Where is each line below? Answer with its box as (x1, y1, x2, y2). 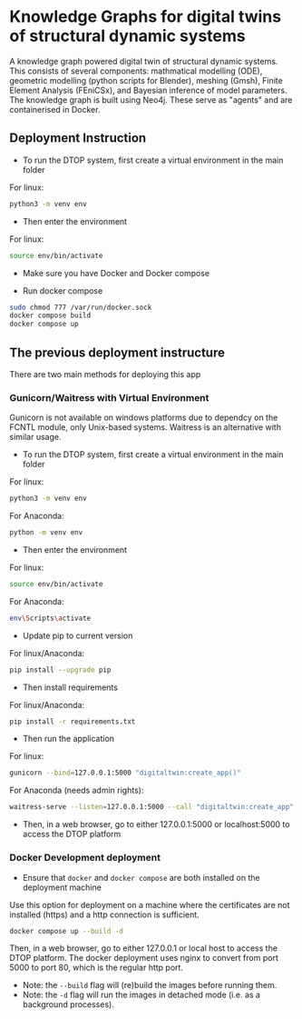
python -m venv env (9, 528, 83, 537)
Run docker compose (22, 285, 103, 296)
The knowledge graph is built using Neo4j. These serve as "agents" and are (9, 94, 293, 105)
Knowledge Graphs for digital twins (9, 6, 282, 27)
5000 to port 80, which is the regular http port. (9, 962, 184, 974)
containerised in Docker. (9, 104, 101, 115)
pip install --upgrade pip (9, 665, 112, 674)
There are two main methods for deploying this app (9, 368, 201, 379)
